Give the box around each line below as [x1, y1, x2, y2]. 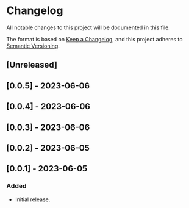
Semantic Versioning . [6, 42, 60, 49]
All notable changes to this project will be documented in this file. [6, 24, 171, 31]
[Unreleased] [6, 60, 58, 70]
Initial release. [15, 196, 51, 203]
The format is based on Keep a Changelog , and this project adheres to [6, 35, 183, 43]
